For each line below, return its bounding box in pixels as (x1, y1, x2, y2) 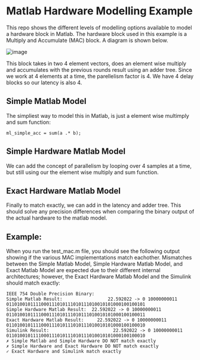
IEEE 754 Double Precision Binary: (6, 291, 95, 297)
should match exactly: (6, 279, 61, 286)
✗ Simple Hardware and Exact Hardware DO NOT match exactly (6, 343, 159, 349)
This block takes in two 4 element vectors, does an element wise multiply (6, 60, 187, 67)
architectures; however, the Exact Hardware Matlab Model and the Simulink (6, 273, 192, 280)
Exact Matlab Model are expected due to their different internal (6, 267, 161, 274)
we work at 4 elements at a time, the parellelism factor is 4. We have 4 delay (6, 72, 194, 80)
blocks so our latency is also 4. (6, 79, 82, 86)
